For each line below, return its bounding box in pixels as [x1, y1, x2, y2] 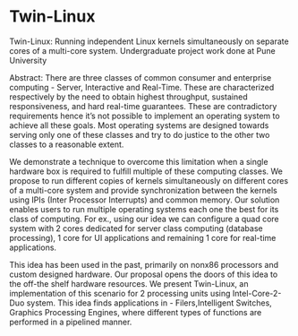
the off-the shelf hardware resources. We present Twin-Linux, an [9, 278, 249, 289]
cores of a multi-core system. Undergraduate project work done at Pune [9, 45, 276, 56]
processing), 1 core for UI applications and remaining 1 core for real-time [9, 232, 277, 243]
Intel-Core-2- [232, 288, 282, 298]
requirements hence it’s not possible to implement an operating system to [9, 110, 280, 121]
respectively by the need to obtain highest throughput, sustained [9, 91, 248, 102]
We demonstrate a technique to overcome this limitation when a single [9, 156, 268, 167]
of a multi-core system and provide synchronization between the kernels [9, 185, 277, 195]
